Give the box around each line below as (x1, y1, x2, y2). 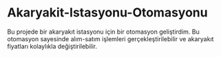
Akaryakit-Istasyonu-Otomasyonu (7, 5, 208, 21)
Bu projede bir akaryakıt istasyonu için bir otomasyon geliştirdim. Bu (7, 27, 200, 36)
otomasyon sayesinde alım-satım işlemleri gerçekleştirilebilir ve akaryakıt (7, 34, 214, 43)
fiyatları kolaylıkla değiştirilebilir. (7, 42, 98, 50)
